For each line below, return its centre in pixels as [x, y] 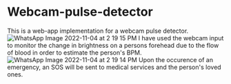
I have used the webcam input [181, 38]
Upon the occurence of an [176, 59]
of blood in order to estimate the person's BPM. [75, 53]
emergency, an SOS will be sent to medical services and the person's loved [114, 67]
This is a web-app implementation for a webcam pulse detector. [98, 31]
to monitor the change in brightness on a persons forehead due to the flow [113, 45]
